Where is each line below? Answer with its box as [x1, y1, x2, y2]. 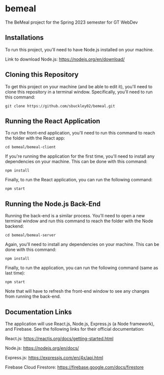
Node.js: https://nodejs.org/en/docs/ [5, 345, 80, 351]
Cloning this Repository [5, 70, 79, 79]
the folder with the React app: [5, 135, 65, 141]
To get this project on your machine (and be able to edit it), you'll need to [5, 83, 153, 89]
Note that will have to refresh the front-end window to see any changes [5, 288, 150, 294]
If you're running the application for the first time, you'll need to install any [5, 153, 155, 159]
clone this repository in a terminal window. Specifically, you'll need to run [5, 89, 153, 95]
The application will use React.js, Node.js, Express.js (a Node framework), [5, 321, 155, 327]
